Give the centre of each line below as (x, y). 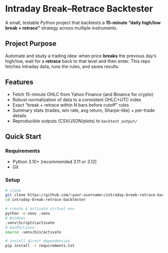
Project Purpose (31, 44)
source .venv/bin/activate (33, 232)
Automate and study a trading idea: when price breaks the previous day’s (81, 56)
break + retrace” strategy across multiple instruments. (61, 28)
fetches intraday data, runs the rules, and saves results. (62, 66)
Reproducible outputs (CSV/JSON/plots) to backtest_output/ (75, 121)
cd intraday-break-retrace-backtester (45, 200)
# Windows (15, 218)
